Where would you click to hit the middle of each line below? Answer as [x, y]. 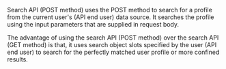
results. [18, 59]
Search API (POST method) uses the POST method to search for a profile [110, 10]
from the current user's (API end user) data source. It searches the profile [111, 17]
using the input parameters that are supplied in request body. [93, 24]
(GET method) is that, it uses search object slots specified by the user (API [112, 45]
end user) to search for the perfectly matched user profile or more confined [113, 52]
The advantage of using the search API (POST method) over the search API [113, 38]
